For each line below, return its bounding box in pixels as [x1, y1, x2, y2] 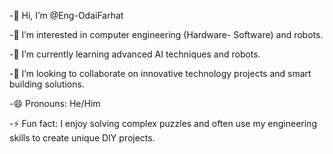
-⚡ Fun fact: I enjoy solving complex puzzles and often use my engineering [9, 118, 317, 129]
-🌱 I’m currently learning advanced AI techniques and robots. [9, 48, 261, 60]
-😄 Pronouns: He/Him [9, 98, 101, 109]
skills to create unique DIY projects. [9, 132, 156, 144]
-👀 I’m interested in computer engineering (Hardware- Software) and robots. [9, 29, 324, 40]
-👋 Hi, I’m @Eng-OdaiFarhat [9, 10, 124, 21]
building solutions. [9, 78, 85, 90]
